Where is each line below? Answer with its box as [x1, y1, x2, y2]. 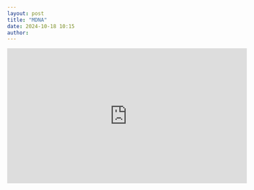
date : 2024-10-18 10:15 [7, 23, 75, 29]
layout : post [7, 10, 45, 17]
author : [7, 29, 29, 36]
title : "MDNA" [7, 16, 48, 23]
